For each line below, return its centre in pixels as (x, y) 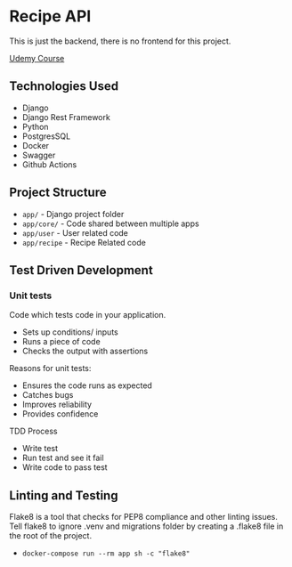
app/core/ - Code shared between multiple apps (110, 223)
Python (35, 126)
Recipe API (50, 16)
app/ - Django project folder (73, 214)
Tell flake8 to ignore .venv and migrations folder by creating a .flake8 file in (146, 526)
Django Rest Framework (66, 117)
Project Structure (58, 193)
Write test (40, 449)
